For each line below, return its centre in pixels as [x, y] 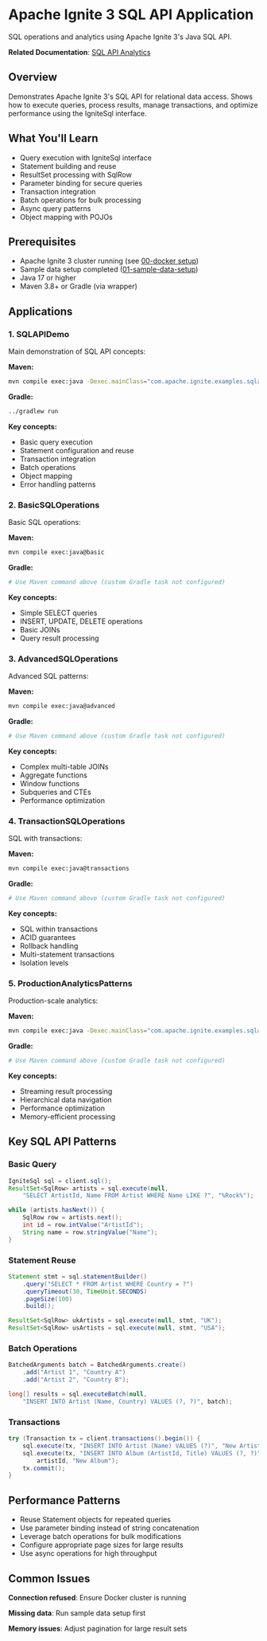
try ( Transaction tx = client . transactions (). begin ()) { [104, 1439]
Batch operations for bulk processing [80, 200]
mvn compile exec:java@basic [56, 552]
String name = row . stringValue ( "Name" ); [90, 1232]
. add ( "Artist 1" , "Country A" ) [74, 1373]
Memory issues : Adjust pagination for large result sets [98, 1628]
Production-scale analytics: [53, 1001]
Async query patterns [55, 208]
